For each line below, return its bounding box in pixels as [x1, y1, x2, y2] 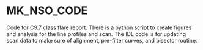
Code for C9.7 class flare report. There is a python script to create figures [6, 24, 192, 31]
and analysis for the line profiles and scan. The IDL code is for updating [6, 30, 186, 37]
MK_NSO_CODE [6, 4, 88, 18]
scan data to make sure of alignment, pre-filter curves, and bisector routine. [6, 37, 197, 44]
